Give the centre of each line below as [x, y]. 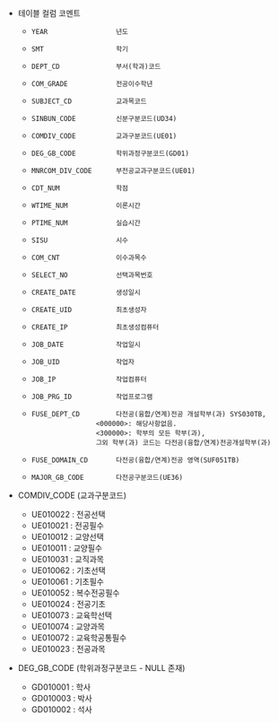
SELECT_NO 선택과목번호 [92, 275]
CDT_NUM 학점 [79, 188]
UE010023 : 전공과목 [68, 649]
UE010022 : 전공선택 [68, 514]
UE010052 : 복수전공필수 [75, 593]
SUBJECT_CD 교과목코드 [89, 101]
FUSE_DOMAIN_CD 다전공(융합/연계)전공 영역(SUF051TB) [135, 460]
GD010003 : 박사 [61, 698]
